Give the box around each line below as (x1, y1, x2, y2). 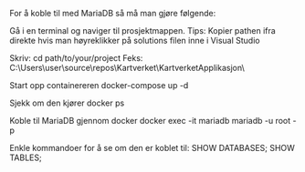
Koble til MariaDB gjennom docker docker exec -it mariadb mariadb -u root (9, 116, 291, 126)
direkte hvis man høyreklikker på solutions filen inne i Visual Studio (9, 35, 260, 46)
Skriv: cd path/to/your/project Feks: (9, 53, 143, 63)
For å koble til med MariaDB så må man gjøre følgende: (9, 8, 216, 18)
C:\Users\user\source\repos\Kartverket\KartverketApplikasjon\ (9, 63, 245, 73)
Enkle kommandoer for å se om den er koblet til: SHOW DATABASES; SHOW (9, 143, 295, 153)
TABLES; (9, 152, 43, 163)
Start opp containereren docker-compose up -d (9, 80, 189, 90)
